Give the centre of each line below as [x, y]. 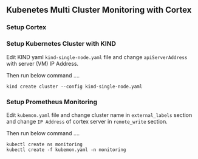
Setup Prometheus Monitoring [52, 102]
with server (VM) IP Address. [43, 63]
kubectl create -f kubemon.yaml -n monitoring [66, 150]
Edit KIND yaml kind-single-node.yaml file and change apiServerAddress [97, 57]
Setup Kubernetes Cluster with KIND [61, 44]
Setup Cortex [26, 27]
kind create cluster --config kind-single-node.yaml [74, 87]
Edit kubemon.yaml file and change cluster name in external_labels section [99, 115]
